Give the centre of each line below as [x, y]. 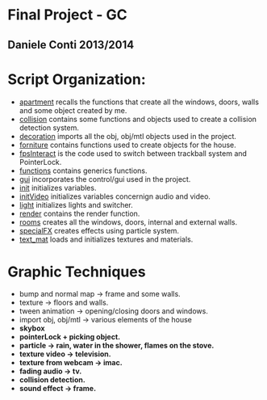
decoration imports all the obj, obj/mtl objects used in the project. [128, 136]
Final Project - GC [68, 15]
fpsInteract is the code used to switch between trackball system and [133, 153]
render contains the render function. [79, 213]
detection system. [49, 128]
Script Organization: [77, 79]
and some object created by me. [73, 110]
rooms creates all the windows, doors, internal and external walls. [128, 222]
